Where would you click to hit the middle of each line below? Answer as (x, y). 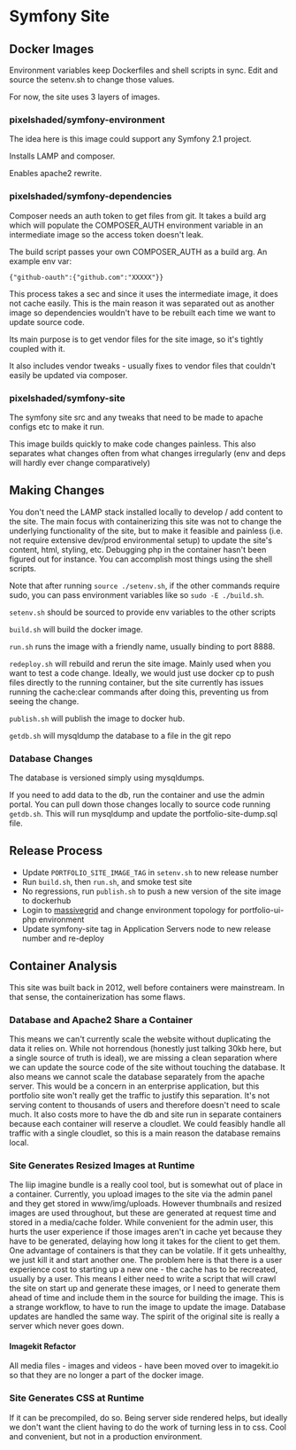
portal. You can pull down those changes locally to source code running (140, 804)
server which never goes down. (67, 1326)
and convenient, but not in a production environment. (106, 1436)
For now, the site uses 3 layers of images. (85, 97)
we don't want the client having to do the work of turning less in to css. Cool (148, 1427)
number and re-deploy (63, 938)
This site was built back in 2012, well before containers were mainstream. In (147, 987)
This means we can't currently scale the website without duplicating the (140, 1039)
